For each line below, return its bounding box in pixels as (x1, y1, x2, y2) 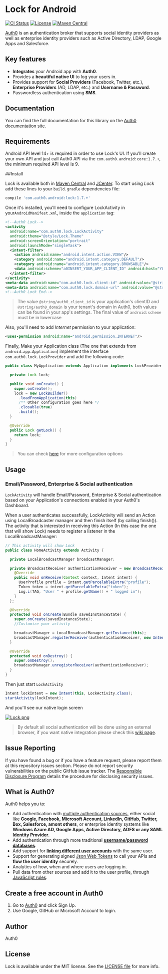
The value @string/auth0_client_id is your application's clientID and (17, 299, 159, 305)
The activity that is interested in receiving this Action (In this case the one (5, 523, 156, 529)
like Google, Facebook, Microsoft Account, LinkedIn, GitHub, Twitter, (12, 816, 158, 822)
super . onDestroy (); (14, 658, 55, 663)
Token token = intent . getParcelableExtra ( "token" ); (18, 585, 128, 590)
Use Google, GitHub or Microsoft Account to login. (12, 908, 116, 914)
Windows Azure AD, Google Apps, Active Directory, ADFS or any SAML (12, 827, 163, 833)
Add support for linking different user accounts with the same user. (12, 848, 153, 854)
